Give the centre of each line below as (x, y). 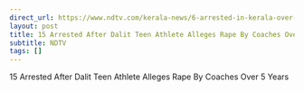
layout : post (34, 26)
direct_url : (32, 18)
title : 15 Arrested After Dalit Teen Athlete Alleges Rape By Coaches (145, 34)
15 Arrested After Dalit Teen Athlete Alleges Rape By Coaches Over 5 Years (149, 77)
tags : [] (26, 51)
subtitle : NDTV (38, 43)
